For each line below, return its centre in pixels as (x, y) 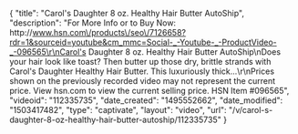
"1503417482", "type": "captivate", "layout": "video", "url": (118, 110)
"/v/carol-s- (251, 110)
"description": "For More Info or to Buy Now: (92, 23)
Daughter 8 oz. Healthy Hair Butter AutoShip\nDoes (184, 52)
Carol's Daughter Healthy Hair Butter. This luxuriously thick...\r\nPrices (142, 71)
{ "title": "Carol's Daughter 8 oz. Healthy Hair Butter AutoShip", (127, 13)
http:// (21, 32)
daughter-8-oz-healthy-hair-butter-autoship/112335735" (115, 119)
